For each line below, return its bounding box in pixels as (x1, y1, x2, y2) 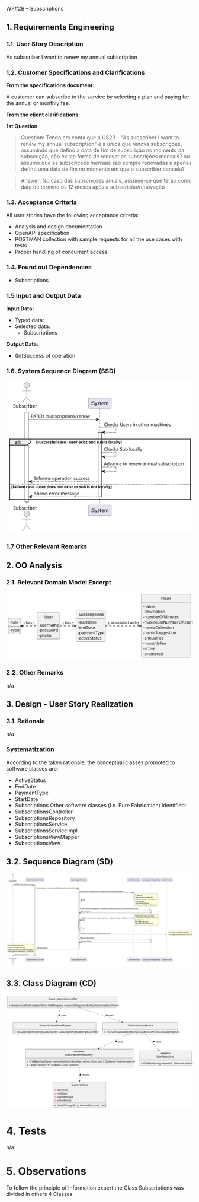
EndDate (14, 783, 36, 790)
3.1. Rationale (6, 717, 46, 725)
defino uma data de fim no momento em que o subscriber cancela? (20, 166, 185, 173)
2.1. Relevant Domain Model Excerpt (6, 578, 111, 587)
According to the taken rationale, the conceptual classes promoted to (6, 759, 175, 766)
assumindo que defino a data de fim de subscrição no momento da (20, 147, 185, 154)
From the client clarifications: (6, 111, 81, 118)
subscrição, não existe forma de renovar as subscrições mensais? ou (20, 152, 190, 160)
